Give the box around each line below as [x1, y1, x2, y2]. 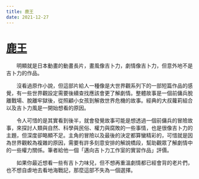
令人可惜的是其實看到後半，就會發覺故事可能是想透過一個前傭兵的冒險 [16, 117, 188, 124]
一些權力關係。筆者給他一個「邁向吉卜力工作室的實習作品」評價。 [11, 146, 172, 154]
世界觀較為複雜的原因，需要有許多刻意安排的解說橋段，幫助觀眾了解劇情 [11, 139, 188, 146]
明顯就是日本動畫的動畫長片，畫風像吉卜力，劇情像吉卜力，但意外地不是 [16, 62, 193, 69]
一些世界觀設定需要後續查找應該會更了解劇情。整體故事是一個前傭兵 [21, 89, 188, 97]
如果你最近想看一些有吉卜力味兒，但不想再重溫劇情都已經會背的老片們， [16, 159, 193, 167]
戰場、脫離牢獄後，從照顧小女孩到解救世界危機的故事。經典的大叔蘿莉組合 [11, 97, 193, 104]
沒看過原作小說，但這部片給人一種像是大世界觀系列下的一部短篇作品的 [16, 82, 188, 89]
